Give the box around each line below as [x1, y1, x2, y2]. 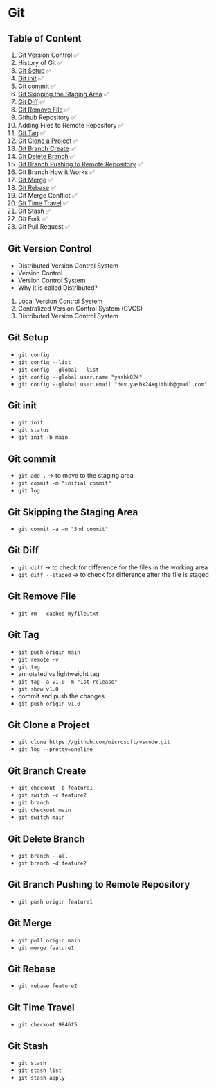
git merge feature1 [17, 944, 75, 951]
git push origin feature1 [17, 898, 93, 906]
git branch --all [17, 852, 69, 859]
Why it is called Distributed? [17, 283, 98, 292]
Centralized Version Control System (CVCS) [17, 304, 143, 313]
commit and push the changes [17, 691, 105, 700]
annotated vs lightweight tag [17, 669, 100, 677]
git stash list [17, 1067, 62, 1074]
